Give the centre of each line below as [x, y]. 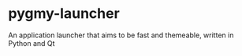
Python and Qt [32, 43]
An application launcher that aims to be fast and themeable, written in [121, 35]
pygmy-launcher [64, 14]
